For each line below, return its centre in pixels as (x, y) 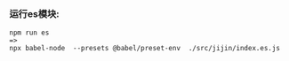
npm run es (29, 33)
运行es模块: (34, 13)
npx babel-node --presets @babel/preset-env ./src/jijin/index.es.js (144, 49)
